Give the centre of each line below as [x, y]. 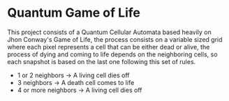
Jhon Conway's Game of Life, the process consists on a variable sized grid [115, 39]
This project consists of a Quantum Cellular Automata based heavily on [109, 32]
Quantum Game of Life [74, 13]
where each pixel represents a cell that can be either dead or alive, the [109, 47]
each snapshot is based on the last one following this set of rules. [102, 61]
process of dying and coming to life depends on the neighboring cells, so [112, 54]
